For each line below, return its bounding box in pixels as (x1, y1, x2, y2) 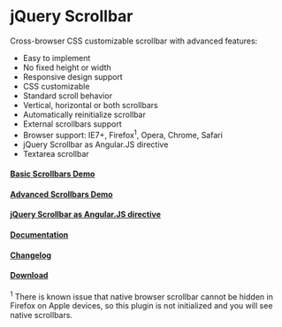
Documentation (10, 229, 69, 240)
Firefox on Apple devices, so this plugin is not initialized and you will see (10, 300, 273, 311)
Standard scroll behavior (22, 90, 113, 101)
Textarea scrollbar (22, 148, 89, 159)
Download (10, 270, 49, 281)
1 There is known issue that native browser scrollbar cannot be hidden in (10, 290, 273, 302)
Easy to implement (22, 52, 91, 63)
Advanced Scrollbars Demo (10, 189, 113, 199)
